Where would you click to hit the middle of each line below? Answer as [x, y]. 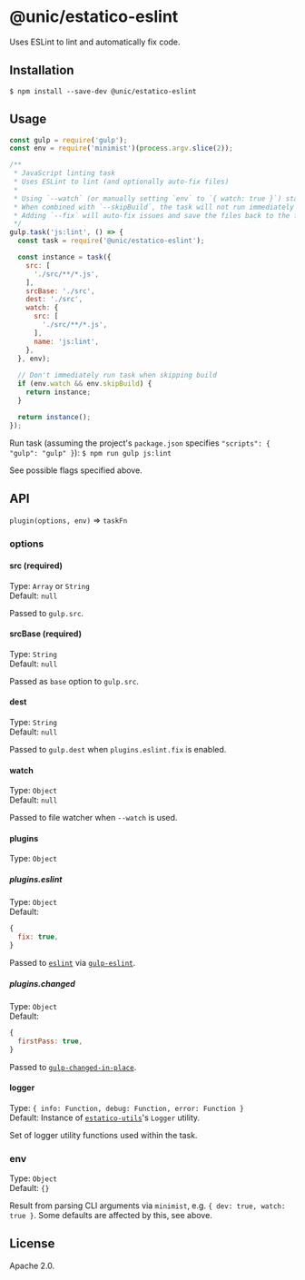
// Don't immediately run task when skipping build [118, 375]
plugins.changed [42, 983]
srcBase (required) [45, 634]
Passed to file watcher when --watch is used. [93, 818]
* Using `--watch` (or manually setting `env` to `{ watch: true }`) [148, 198]
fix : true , [38, 937]
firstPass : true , [50, 1041]
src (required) [36, 566]
